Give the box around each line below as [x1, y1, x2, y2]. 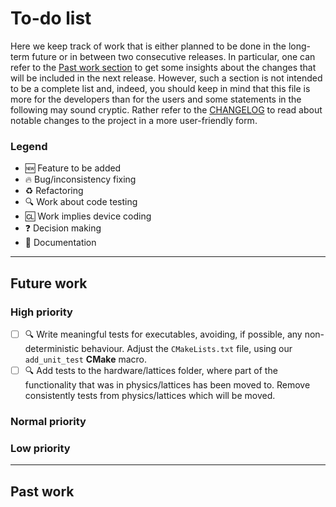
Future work [10, 275, 88, 292]
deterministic [24, 342, 80, 354]
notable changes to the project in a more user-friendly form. [10, 114, 258, 126]
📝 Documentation [24, 237, 97, 249]
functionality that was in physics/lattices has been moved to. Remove [24, 378, 311, 391]
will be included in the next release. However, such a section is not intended [10, 72, 323, 84]
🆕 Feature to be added [24, 162, 122, 174]
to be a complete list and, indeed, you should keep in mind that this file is [10, 82, 311, 94]
